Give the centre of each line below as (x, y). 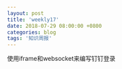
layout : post (26, 13)
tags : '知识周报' (30, 39)
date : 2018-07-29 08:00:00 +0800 (55, 26)
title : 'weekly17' (33, 20)
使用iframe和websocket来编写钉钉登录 (61, 59)
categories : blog (32, 32)
